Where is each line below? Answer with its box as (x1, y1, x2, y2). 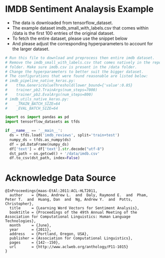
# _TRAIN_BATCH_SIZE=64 (5, 101, 60, 106)
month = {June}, (9, 223, 52, 228)
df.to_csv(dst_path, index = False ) (9, 156, 80, 161)
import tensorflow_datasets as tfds (5, 119, 80, 124)
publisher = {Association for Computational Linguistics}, (9, 236, 133, 241)
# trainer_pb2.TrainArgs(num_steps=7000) (5, 88, 98, 93)
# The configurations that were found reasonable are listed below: (5, 74, 148, 79)
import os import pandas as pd (5, 115, 69, 120)
